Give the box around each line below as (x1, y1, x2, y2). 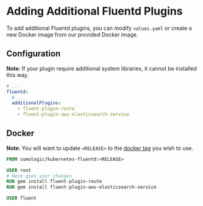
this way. (6, 71, 29, 79)
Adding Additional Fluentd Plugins (6, 4, 183, 18)
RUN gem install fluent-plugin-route (6, 179, 102, 185)
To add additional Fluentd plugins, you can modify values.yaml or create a (6, 24, 192, 32)
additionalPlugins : (12, 100, 62, 106)
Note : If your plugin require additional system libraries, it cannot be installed (6, 65, 197, 72)
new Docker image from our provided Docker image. (6, 30, 138, 38)
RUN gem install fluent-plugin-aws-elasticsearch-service (6, 184, 157, 190)
